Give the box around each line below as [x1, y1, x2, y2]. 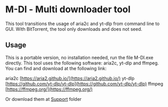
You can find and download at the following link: [5, 65, 107, 71]
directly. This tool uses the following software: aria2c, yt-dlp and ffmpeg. [5, 60, 159, 66]
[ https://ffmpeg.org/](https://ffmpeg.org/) [5, 86, 93, 92]
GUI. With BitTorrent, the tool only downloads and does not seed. [5, 26, 142, 32]
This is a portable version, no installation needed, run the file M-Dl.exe [5, 54, 154, 60]
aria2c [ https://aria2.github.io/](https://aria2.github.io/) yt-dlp [5, 75, 135, 81]
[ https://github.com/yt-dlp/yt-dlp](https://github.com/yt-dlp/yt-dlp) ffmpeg [5, 80, 163, 87]
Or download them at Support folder [5, 96, 82, 102]
